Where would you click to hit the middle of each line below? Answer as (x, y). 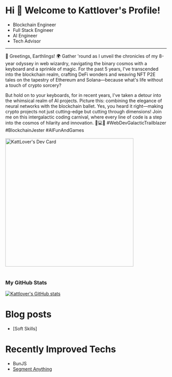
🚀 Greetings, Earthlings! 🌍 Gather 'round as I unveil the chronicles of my (82, 56)
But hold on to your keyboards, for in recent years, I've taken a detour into (83, 95)
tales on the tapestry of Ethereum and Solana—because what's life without (84, 80)
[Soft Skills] (25, 329)
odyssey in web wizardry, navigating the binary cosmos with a (81, 63)
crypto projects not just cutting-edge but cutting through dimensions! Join (84, 111)
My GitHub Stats (26, 283)
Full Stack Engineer (33, 30)
